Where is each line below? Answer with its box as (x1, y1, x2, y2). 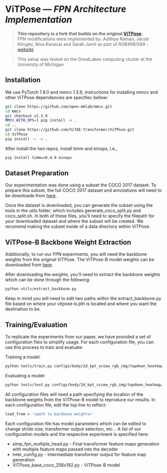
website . (17, 46, 35, 52)
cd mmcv (5, 109, 21, 114)
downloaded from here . (5, 262, 53, 268)
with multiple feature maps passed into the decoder (12, 446, 118, 452)
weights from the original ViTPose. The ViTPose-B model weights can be (5, 257, 155, 263)
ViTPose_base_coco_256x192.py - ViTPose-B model (12, 462, 120, 468)
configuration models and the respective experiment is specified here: (5, 431, 149, 437)
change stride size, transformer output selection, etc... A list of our (5, 426, 142, 432)
